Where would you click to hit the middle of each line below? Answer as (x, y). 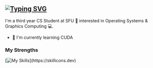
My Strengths (22, 50)
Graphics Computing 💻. (29, 26)
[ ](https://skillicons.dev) (41, 61)
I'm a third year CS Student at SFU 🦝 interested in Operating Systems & (76, 20)
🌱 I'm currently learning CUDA (43, 37)
